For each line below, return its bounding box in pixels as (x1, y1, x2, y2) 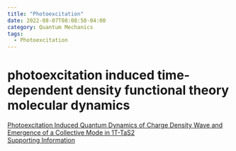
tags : (7, 30, 23, 38)
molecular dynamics (7, 97, 130, 113)
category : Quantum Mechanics (7, 23, 94, 30)
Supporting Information (7, 136, 76, 145)
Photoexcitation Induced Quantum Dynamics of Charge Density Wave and (7, 121, 223, 130)
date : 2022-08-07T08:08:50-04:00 (7, 17, 106, 24)
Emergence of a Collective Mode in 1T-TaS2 (7, 128, 135, 137)
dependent (7, 82, 74, 99)
